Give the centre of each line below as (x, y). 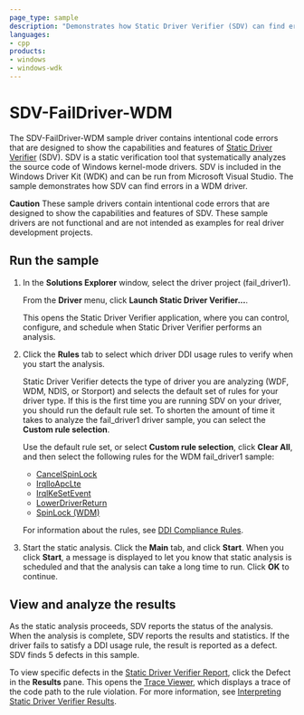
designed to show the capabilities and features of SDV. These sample (139, 212)
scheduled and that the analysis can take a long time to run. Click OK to (156, 567)
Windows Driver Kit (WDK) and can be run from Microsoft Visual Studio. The (152, 176)
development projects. (51, 232)
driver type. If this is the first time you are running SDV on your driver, (152, 400)
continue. (40, 576)
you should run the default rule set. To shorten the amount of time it (149, 410)
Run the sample (54, 261)
